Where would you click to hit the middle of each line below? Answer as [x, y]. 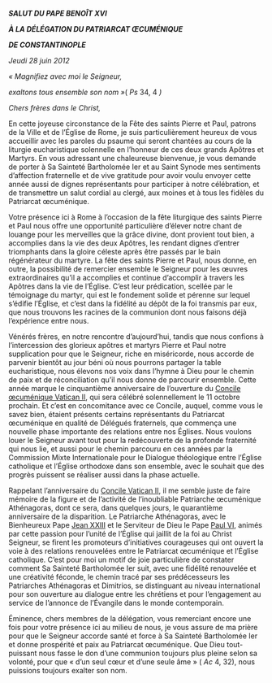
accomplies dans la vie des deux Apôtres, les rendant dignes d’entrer [124, 243]
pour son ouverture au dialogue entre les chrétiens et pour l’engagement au [135, 594]
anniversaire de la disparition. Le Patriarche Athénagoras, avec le [117, 516]
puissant [23, 653]
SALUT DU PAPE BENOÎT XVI [58, 13]
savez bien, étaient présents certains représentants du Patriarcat [117, 414]
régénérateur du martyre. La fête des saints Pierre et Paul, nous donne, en [133, 260]
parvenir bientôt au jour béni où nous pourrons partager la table [115, 362]
